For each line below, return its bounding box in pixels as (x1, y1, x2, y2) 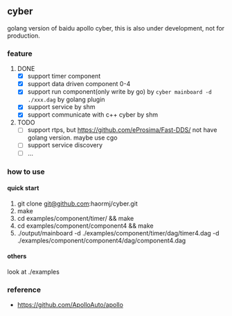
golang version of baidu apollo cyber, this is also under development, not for (7, 24, 225, 32)
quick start (7, 184, 39, 192)
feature (7, 49, 33, 58)
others (7, 252, 27, 260)
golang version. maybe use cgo (27, 133, 118, 142)
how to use (7, 167, 45, 176)
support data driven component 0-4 (27, 80, 131, 88)
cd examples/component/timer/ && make (17, 214, 134, 222)
